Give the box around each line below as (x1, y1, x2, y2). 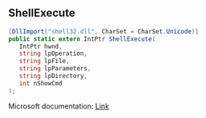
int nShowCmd (18, 79, 63, 87)
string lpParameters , (18, 65, 91, 73)
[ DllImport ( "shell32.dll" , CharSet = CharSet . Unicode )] (8, 27, 199, 35)
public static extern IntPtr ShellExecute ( (8, 35, 156, 43)
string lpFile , (18, 57, 70, 65)
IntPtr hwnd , (18, 42, 63, 50)
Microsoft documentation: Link (8, 101, 110, 111)
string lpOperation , (18, 49, 88, 58)
